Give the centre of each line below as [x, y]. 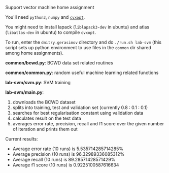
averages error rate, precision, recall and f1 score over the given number [88, 124]
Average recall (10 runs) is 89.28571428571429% [64, 160]
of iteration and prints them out [45, 129]
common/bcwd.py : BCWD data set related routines [59, 63]
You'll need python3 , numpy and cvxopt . [45, 17]
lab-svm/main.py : [25, 92]
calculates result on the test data [47, 118]
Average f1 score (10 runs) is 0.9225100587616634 [66, 165]
